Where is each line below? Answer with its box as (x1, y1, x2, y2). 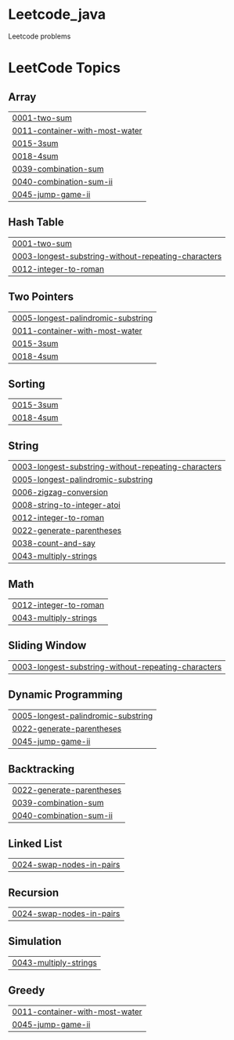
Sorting (8, 377, 45, 390)
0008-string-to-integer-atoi (12, 500, 121, 511)
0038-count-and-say (12, 538, 95, 549)
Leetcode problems (8, 31, 71, 41)
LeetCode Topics (8, 59, 121, 77)
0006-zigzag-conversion (12, 487, 108, 498)
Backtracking (8, 763, 75, 776)
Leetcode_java (8, 5, 106, 24)
